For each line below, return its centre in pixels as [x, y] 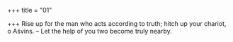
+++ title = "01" [30, 10]
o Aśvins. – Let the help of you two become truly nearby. [90, 31]
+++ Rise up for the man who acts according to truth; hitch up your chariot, [117, 23]
